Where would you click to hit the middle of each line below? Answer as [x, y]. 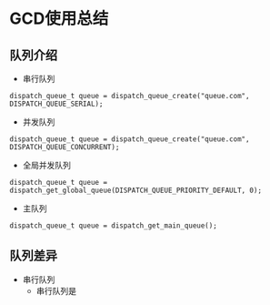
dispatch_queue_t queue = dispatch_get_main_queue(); [114, 226]
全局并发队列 [46, 165]
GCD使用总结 [59, 19]
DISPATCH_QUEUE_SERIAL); [56, 104]
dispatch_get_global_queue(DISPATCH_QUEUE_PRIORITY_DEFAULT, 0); [135, 190]
